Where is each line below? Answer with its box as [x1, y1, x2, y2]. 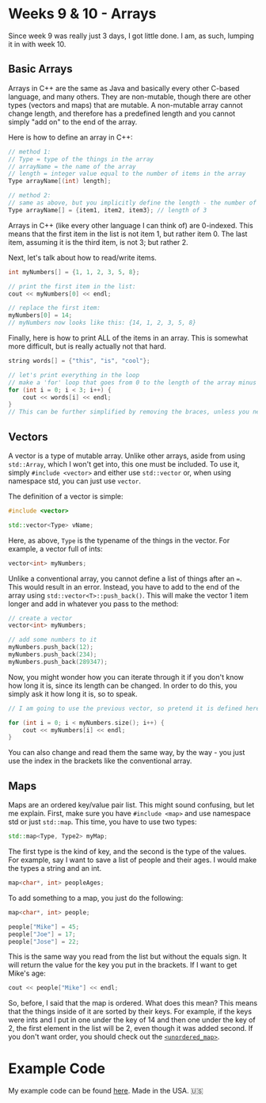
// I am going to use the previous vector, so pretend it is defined [8, 704, 243, 712]
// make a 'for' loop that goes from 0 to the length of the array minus [8, 378, 257, 387]
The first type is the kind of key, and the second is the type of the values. [8, 847, 247, 856]
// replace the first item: [8, 304, 101, 312]
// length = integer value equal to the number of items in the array [8, 170, 246, 178]
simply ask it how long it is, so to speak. [8, 689, 139, 698]
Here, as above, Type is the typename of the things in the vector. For [8, 536, 230, 545]
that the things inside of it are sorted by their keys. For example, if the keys [8, 1007, 252, 1017]
